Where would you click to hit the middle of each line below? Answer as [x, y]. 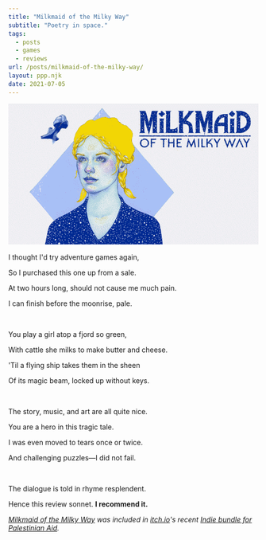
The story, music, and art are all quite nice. [78, 412]
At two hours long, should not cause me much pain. [93, 288]
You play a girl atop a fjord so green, [67, 335]
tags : [17, 33]
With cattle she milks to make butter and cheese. [88, 350]
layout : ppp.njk [35, 76]
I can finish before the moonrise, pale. [70, 303]
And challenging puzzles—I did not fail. [72, 458]
